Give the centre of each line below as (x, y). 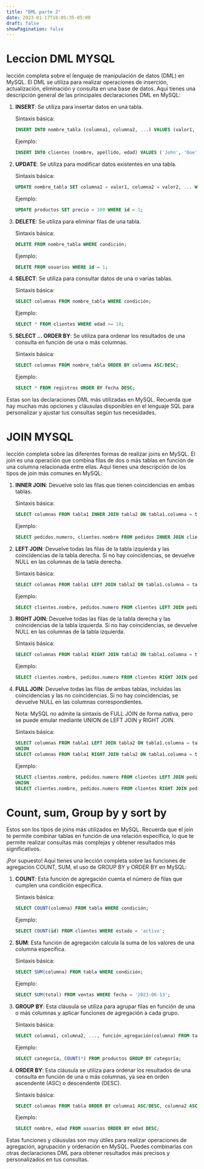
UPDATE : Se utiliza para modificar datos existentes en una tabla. (96, 164)
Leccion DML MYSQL (61, 59)
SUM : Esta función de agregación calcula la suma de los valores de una (105, 943)
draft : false (23, 23)
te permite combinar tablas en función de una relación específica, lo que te (100, 836)
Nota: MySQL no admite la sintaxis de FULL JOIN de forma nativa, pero (104, 714)
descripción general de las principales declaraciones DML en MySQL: (93, 95)
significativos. (24, 849)
